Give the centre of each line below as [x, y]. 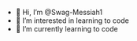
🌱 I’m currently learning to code [67, 29]
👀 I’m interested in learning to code [72, 20]
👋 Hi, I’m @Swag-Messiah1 [59, 12]
